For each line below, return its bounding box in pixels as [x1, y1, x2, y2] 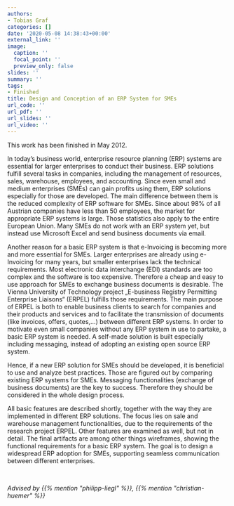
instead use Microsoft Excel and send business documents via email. [7, 229, 207, 238]
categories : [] [7, 23, 52, 30]
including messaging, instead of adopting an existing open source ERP [7, 339, 211, 348]
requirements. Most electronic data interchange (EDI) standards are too [7, 265, 213, 273]
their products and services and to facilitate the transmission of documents [7, 310, 224, 318]
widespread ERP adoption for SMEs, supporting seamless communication [7, 449, 220, 458]
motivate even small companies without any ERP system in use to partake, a [7, 325, 226, 333]
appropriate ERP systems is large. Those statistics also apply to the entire [7, 214, 219, 222]
